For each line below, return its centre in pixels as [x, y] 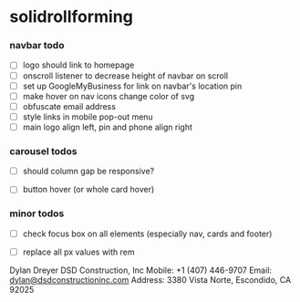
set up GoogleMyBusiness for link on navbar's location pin [132, 86]
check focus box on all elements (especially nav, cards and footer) [147, 234]
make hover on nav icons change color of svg [109, 96]
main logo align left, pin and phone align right [108, 127]
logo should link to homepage [78, 65]
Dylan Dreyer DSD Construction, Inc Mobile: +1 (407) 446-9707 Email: [140, 270]
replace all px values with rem [78, 252]
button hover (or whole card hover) [88, 190]
